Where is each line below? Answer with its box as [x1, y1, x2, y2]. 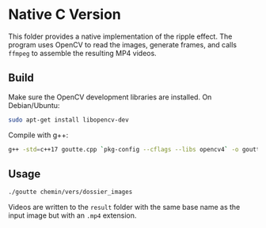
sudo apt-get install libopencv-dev [8, 116, 129, 124]
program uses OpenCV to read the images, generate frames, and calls [8, 39, 237, 49]
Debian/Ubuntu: [8, 100, 60, 110]
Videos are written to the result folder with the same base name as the [8, 203, 241, 212]
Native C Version [8, 6, 121, 24]
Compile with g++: [8, 130, 69, 140]
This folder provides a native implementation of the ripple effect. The [8, 32, 233, 41]
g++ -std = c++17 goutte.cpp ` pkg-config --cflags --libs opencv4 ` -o [8, 145, 239, 153]
